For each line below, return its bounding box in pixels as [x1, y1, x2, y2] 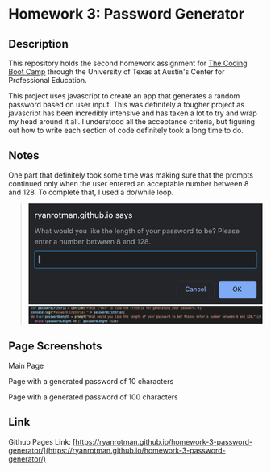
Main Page [8, 361, 44, 370]
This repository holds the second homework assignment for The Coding [8, 58, 248, 68]
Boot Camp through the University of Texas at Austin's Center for [8, 67, 225, 77]
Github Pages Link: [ [8, 436, 76, 446]
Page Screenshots [8, 340, 102, 353]
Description [8, 37, 69, 51]
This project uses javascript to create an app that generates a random [8, 91, 240, 101]
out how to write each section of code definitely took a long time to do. [8, 126, 244, 135]
